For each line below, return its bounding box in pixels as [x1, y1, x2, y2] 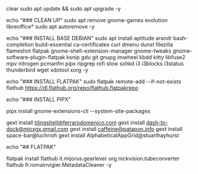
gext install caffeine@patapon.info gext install [70, 126, 183, 132]
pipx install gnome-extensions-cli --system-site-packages [6, 108, 151, 114]
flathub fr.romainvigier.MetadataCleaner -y [6, 161, 112, 168]
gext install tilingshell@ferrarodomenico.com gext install [6, 119, 145, 126]
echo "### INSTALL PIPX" [6, 96, 71, 103]
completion [6, 41, 34, 48]
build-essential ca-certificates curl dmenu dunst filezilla [35, 41, 173, 48]
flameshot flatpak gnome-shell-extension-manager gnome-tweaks [6, 47, 172, 54]
